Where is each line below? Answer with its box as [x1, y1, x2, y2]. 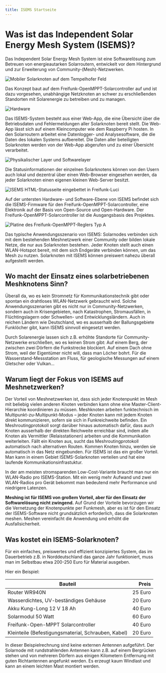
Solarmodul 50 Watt [7, 613, 55, 620]
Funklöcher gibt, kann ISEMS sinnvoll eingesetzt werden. [5, 325, 121, 331]
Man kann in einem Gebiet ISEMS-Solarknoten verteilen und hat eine [5, 454, 145, 460]
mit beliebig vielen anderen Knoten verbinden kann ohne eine [5, 401, 131, 408]
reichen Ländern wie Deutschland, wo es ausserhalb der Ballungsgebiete [5, 319, 155, 326]
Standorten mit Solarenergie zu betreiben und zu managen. [5, 96, 126, 102]
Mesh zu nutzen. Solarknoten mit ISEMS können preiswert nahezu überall [5, 252, 155, 258]
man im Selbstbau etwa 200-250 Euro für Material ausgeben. [5, 559, 130, 565]
